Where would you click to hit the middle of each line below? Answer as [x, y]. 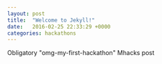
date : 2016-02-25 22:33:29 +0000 [59, 26]
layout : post [26, 14]
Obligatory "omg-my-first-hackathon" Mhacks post [81, 53]
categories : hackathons [42, 33]
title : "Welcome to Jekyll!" [51, 20]
